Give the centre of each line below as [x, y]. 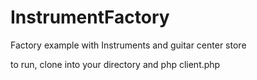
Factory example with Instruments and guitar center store [128, 45]
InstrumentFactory [90, 17]
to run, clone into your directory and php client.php [115, 64]
